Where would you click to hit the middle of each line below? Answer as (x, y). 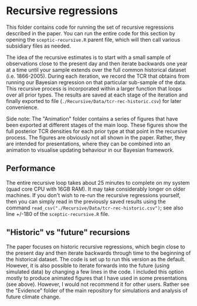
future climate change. (33, 297)
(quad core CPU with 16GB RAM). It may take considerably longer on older (96, 189)
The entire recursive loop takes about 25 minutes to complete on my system (98, 182)
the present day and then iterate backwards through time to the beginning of (98, 253)
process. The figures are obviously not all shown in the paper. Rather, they (96, 137)
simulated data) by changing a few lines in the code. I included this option (95, 271)
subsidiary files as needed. (39, 46)
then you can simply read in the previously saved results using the (86, 201)
